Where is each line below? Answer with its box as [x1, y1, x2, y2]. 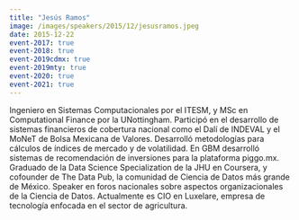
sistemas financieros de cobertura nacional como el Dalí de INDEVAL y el [9, 123, 281, 135]
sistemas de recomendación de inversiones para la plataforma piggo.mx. [9, 152, 280, 163]
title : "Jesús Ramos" [9, 13, 91, 22]
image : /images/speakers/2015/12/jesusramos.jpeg [9, 22, 200, 31]
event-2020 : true [9, 72, 75, 81]
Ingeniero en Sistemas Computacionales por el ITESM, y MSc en [9, 104, 249, 115]
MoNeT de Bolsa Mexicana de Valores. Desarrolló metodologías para [9, 133, 265, 144]
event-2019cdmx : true [9, 55, 91, 64]
